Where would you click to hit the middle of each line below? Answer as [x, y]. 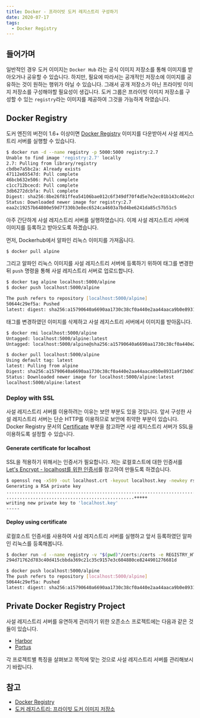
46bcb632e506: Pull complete [42, 180]
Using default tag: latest [40, 360]
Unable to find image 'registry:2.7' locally [63, 158]
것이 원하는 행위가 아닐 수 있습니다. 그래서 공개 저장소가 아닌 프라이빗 [102, 85]
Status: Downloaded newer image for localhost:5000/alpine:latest [90, 377]
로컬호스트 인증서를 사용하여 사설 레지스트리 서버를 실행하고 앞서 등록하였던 [94, 536]
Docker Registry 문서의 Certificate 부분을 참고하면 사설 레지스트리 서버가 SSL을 [100, 426]
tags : [13, 23]
